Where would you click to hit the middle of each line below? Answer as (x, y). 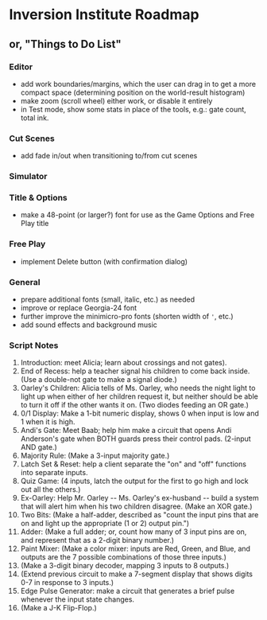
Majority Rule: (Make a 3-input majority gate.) (95, 456)
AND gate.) (39, 447)
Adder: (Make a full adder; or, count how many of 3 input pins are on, (133, 532)
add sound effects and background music (89, 325)
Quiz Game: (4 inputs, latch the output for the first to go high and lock (134, 481)
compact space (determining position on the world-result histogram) (133, 92)
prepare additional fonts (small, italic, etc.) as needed (108, 299)
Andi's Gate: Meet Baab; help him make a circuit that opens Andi (126, 431)
